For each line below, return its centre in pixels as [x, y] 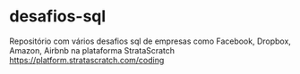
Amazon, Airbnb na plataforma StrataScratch [92, 50]
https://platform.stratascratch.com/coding [87, 60]
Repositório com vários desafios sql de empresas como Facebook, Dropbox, [150, 41]
